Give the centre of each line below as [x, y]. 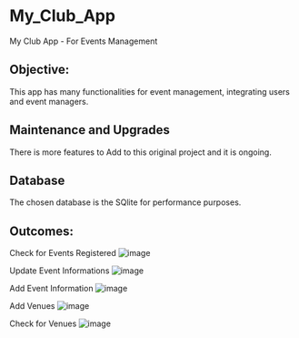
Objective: [40, 70]
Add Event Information [51, 289]
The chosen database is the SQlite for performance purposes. [125, 202]
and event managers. [49, 101]
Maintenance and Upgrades [90, 130]
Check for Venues [43, 323]
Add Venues [32, 306]
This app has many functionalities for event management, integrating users [150, 91]
